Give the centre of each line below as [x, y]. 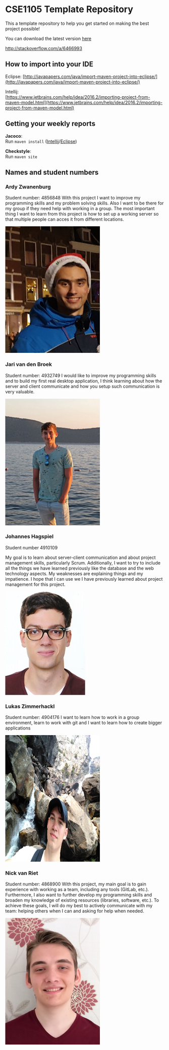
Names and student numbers [52, 172]
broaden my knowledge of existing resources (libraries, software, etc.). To [82, 900]
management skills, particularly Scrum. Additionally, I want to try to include [83, 562]
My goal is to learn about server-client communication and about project [80, 557]
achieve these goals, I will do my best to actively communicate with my [79, 906]
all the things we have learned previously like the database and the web [79, 568]
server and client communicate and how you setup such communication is [82, 386]
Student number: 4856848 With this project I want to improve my [73, 198]
